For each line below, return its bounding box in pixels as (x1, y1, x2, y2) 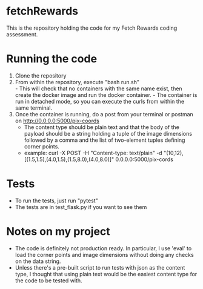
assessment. (6, 30, 38, 38)
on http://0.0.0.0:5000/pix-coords (15, 117, 100, 124)
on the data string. (15, 257, 61, 265)
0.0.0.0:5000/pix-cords (115, 156, 174, 163)
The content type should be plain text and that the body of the (24, 123, 180, 131)
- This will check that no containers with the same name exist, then (15, 85, 183, 92)
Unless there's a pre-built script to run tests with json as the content (15, 264, 185, 271)
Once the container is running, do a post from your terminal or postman (15, 110, 194, 118)
